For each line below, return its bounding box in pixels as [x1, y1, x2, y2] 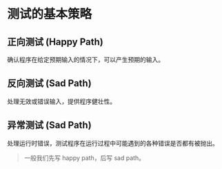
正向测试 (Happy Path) [7, 36, 103, 48]
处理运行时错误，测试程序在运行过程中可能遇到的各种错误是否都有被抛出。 [7, 139, 219, 147]
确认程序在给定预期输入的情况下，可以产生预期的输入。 [7, 56, 164, 63]
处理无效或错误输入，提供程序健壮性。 [7, 97, 116, 106]
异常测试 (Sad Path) [7, 119, 92, 131]
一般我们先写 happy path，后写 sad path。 [23, 153, 145, 162]
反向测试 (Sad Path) [7, 77, 92, 90]
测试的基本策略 [7, 6, 92, 22]
